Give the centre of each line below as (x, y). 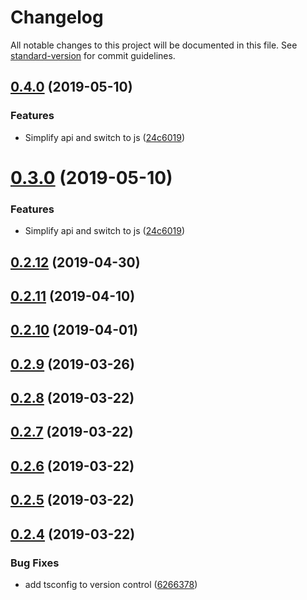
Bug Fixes (35, 563)
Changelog (57, 17)
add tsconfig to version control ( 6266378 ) (111, 584)
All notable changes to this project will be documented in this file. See (154, 45)
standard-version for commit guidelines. (93, 55)
